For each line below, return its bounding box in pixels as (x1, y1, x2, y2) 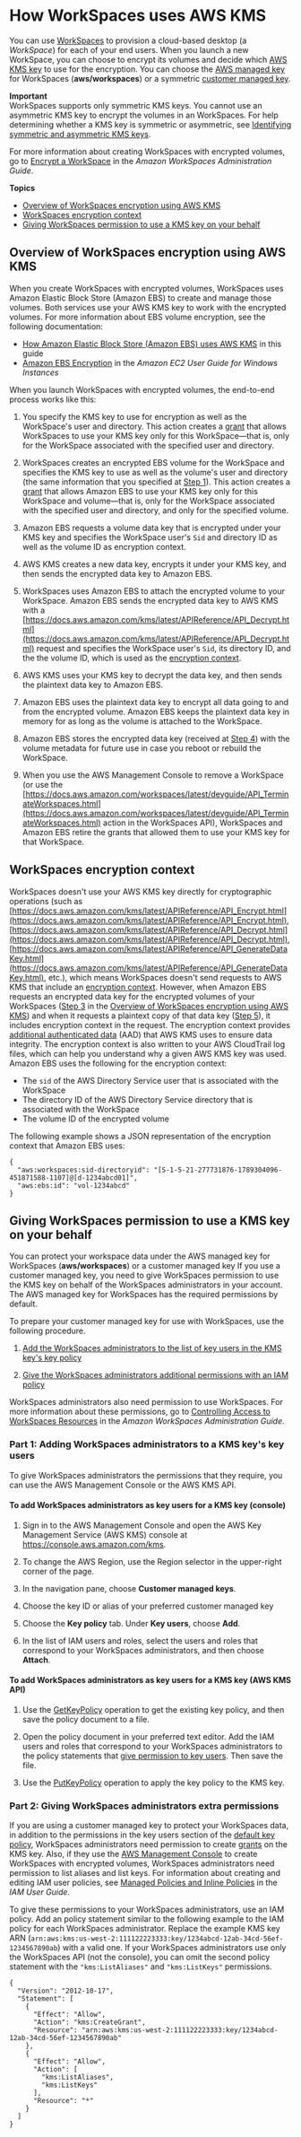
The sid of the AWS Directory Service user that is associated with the (21, 1075, 279, 1086)
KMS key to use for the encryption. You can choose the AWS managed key (9, 64, 285, 74)
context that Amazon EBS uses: (9, 1140, 125, 1151)
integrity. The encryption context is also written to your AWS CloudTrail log (9, 1038, 285, 1050)
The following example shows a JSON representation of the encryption (9, 1130, 271, 1141)
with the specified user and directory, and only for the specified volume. (21, 504, 289, 516)
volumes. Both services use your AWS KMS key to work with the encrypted (9, 301, 287, 312)
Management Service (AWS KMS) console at (21, 1529, 188, 1540)
